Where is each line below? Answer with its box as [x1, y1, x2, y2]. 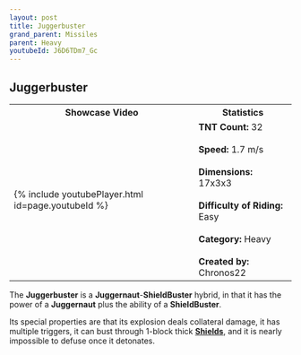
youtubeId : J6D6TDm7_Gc [9, 47, 99, 56]
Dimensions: [198, 165, 254, 177]
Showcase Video [64, 106, 139, 118]
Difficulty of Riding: [198, 199, 284, 212]
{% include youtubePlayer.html [13, 187, 143, 200]
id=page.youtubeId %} [13, 199, 109, 212]
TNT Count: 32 [198, 120, 263, 133]
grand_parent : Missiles [9, 30, 99, 39]
